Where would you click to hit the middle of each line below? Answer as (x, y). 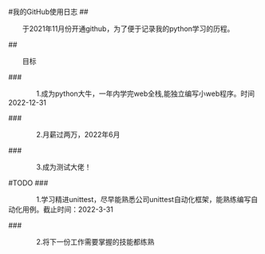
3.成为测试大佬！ (64, 167)
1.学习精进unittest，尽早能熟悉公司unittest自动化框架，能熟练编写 (144, 199)
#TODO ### (28, 183)
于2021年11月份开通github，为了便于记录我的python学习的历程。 (129, 29)
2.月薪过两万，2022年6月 (78, 135)
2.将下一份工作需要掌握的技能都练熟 (95, 242)
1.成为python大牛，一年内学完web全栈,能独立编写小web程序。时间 (146, 93)
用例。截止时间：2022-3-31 (67, 209)
